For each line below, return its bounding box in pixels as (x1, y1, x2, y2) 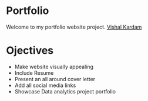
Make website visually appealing (14, 63, 94, 70)
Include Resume (14, 69, 54, 76)
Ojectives (6, 44, 54, 57)
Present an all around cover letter (14, 75, 96, 82)
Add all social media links (14, 82, 76, 89)
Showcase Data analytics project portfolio (14, 88, 116, 95)
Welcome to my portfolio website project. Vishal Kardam (6, 23, 142, 30)
